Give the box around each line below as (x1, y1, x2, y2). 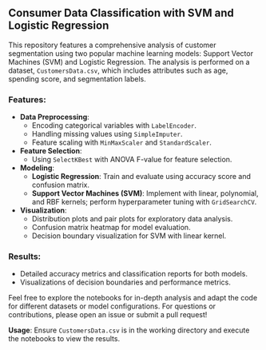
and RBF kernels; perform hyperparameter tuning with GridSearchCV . (31, 197, 257, 207)
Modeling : (19, 163, 54, 173)
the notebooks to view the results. (8, 334, 121, 344)
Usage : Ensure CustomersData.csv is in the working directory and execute (8, 325, 250, 335)
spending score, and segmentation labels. (8, 74, 146, 83)
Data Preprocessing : (19, 112, 89, 122)
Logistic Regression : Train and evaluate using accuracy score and (31, 172, 252, 181)
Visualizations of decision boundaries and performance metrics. (19, 277, 232, 287)
